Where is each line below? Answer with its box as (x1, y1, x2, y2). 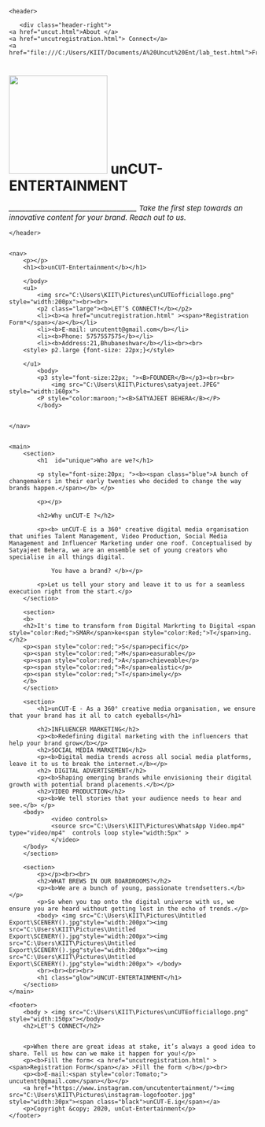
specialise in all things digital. (9, 552, 126, 561)
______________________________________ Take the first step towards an (9, 203, 243, 213)
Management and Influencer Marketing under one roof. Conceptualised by (9, 539, 252, 547)
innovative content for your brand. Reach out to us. (9, 212, 187, 222)
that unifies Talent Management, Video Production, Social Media (9, 532, 227, 540)
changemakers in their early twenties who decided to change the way (9, 477, 242, 485)
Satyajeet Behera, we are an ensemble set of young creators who (9, 546, 227, 554)
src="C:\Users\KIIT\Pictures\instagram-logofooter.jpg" (9, 1091, 196, 1099)
